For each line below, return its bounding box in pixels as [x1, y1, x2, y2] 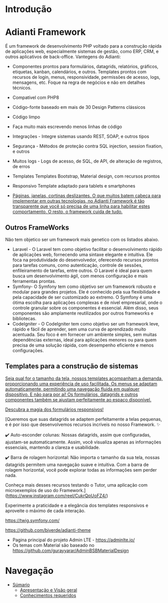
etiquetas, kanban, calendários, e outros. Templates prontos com [12, 69, 146, 75]
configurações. [12, 347, 44, 353]
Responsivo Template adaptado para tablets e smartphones [12, 183, 135, 189]
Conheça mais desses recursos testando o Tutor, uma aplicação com [5, 482, 148, 488]
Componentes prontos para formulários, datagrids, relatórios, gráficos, [12, 64, 158, 70]
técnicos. [12, 85, 31, 91]
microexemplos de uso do [5, 487, 59, 493]
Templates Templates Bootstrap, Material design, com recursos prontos [12, 173, 160, 179]
